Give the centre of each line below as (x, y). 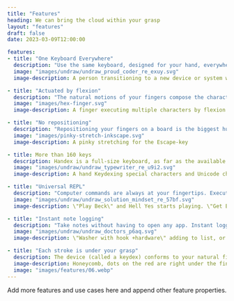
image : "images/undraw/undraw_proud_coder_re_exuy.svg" (96, 71)
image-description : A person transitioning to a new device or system (118, 78)
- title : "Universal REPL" (46, 187)
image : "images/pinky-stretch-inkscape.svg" (79, 136)
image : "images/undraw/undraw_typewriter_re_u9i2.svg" (95, 168)
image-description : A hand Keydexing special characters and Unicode (116, 174)
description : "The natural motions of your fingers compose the (109, 97)
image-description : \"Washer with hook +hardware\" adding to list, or (120, 238)
